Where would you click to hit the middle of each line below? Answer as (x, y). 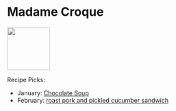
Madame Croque (55, 12)
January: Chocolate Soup (53, 92)
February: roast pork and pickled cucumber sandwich (93, 100)
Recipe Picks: (26, 79)
